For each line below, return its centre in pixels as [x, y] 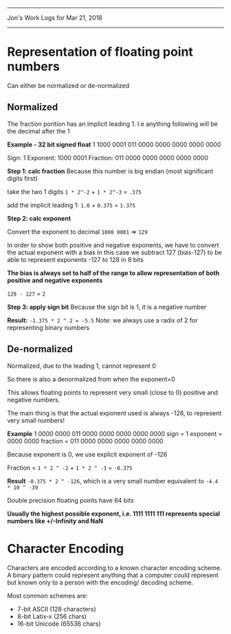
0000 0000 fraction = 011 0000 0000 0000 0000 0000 [85, 441]
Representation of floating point [100, 52]
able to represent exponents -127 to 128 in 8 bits [76, 259]
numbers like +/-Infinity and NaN [55, 521]
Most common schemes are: [47, 595]
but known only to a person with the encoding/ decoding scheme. [100, 582]
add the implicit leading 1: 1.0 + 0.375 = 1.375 [71, 205]
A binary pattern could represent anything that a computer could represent [113, 575]
